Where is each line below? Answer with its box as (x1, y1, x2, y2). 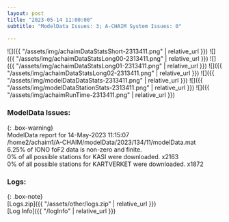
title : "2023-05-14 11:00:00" (7, 16, 94, 23)
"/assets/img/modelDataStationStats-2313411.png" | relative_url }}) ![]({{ (7, 83, 210, 92)
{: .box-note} (7, 192, 43, 200)
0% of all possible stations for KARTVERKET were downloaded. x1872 (7, 160, 204, 168)
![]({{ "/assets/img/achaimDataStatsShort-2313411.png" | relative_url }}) (7, 47, 208, 55)
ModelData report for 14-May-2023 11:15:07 (7, 130, 130, 139)
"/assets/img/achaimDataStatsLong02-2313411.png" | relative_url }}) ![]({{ (7, 69, 215, 77)
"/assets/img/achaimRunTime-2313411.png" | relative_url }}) (7, 91, 176, 99)
